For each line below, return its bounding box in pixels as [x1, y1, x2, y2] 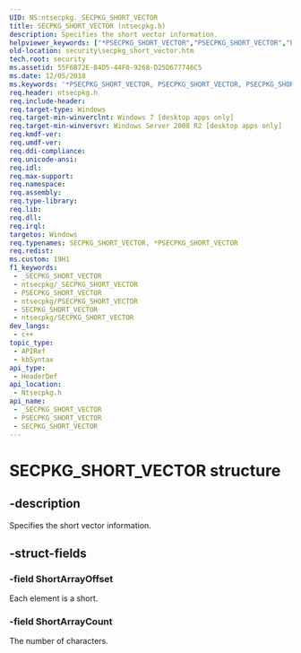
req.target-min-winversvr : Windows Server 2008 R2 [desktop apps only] [9, 122, 282, 131]
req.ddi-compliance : [9, 146, 87, 155]
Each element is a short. [9, 593, 99, 604]
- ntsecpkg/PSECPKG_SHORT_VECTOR [13, 297, 139, 306]
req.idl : [9, 163, 42, 172]
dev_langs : [9, 322, 50, 331]
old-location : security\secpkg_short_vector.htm [9, 47, 194, 56]
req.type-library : [9, 196, 78, 206]
